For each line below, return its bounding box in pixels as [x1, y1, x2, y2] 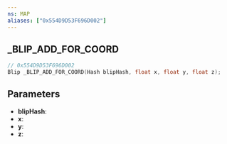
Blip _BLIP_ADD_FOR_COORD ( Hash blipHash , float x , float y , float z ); [7, 69, 221, 76]
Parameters [7, 88, 60, 100]
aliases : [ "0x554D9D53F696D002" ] [7, 17, 107, 24]
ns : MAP [7, 10, 31, 18]
